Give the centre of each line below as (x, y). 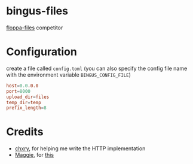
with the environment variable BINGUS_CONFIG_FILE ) (69, 75)
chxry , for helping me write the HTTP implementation (80, 148)
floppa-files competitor (35, 28)
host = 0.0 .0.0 (22, 86)
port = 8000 (19, 91)
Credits (25, 132)
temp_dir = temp (24, 102)
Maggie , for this (34, 155)
